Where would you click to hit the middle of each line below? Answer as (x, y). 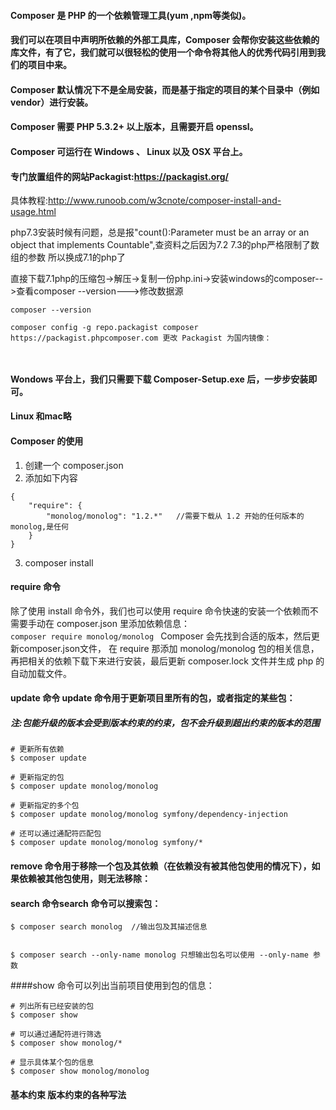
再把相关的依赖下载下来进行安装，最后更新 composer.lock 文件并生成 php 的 (167, 661)
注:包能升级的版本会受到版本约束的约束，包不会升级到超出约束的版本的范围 (165, 722)
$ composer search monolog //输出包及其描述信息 (109, 927)
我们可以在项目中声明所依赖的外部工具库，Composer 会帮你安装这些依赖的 (165, 40)
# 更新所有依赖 (37, 750)
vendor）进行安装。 (52, 102)
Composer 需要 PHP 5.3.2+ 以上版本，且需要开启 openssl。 (134, 127)
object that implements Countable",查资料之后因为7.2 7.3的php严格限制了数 (165, 245)
